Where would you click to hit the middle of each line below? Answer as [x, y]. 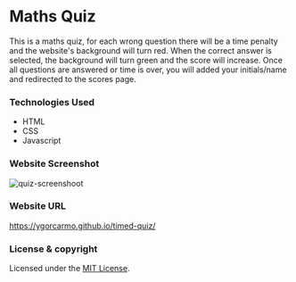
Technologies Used [52, 102]
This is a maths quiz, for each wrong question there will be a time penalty [144, 41]
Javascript [41, 141]
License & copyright [53, 249]
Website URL [38, 206]
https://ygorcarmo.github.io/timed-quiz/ [82, 226]
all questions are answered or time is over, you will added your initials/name [148, 70]
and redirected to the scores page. [73, 79]
